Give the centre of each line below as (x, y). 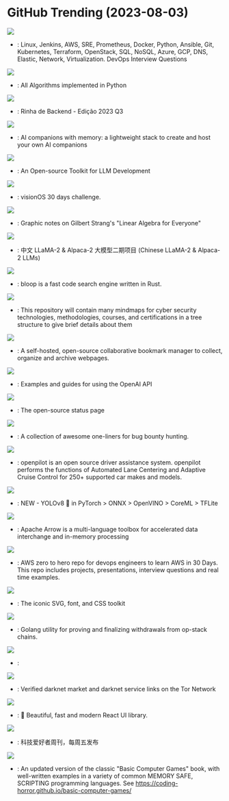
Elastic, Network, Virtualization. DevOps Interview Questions (102, 59)
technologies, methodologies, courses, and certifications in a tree (109, 317)
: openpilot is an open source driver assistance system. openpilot (109, 462)
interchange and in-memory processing (73, 537)
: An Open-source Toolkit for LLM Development (83, 171)
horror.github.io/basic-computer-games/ (74, 790)
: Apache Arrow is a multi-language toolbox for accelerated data (107, 529)
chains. (27, 637)
